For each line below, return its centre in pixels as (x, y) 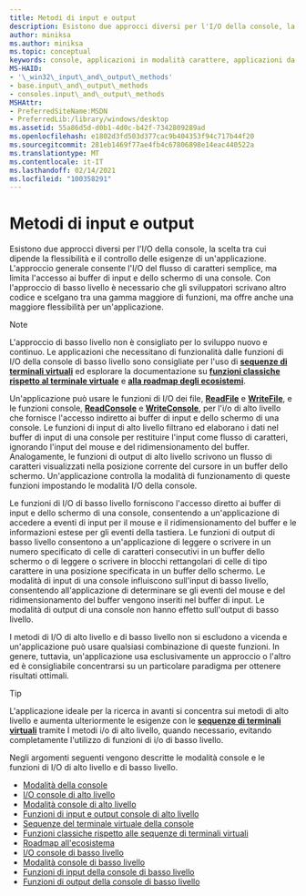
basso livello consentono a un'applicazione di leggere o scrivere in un (140, 542)
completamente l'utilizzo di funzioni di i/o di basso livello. (117, 740)
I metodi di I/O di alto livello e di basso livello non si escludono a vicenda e (148, 637)
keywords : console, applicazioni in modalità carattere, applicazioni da (153, 60)
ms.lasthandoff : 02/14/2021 (63, 170)
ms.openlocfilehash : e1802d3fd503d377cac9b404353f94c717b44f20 (132, 137)
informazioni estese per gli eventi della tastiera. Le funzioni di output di (143, 533)
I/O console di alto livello (69, 795)
